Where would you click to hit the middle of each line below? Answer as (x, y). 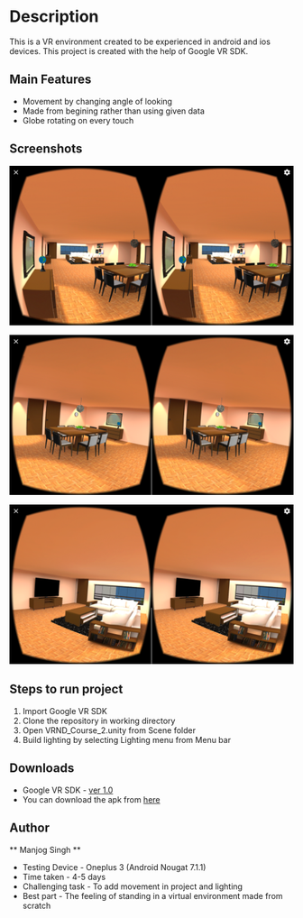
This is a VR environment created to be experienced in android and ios (140, 41)
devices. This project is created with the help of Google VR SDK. (129, 50)
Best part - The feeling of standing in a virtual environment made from (152, 895)
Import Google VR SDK (65, 711)
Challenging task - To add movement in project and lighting (133, 886)
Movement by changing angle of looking (97, 101)
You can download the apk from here (91, 799)
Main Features (50, 80)
